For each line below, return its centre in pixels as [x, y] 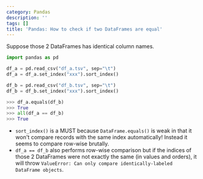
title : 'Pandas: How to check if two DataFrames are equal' [85, 29]
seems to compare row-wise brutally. [62, 144]
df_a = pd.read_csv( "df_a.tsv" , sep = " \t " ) [61, 69]
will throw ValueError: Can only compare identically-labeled [94, 163]
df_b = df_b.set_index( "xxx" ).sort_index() [63, 91]
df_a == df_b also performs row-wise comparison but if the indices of [103, 150]
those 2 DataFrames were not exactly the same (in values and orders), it [106, 157]
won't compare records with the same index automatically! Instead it [101, 137]
